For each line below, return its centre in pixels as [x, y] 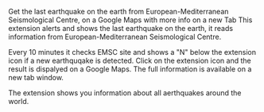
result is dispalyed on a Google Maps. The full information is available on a [130, 69]
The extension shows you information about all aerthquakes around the [125, 93]
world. [19, 101]
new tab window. [36, 77]
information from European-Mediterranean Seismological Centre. [115, 37]
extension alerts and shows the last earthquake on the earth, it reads [120, 28]
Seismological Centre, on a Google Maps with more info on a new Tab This [130, 20]
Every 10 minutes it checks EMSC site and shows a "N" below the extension [132, 52]
